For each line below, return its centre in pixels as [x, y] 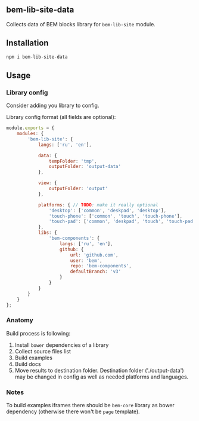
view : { [48, 183]
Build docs [28, 364]
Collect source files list [43, 351]
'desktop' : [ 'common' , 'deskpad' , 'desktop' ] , [108, 210]
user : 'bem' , [86, 260]
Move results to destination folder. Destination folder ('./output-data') [99, 370]
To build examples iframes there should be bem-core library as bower [90, 405]
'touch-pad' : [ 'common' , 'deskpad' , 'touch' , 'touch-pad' [122, 222]
